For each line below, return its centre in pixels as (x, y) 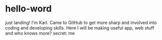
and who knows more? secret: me (40, 33)
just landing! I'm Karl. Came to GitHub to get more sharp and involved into (81, 22)
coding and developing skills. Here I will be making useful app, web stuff (80, 27)
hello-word (28, 9)
